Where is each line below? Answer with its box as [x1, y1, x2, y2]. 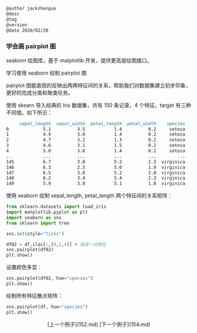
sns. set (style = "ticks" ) [6, 231, 65, 237]
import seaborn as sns [6, 214, 62, 220]
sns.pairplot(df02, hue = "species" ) [6, 275, 94, 281]
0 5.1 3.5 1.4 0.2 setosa [6, 126, 185, 132]
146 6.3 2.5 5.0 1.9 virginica [6, 164, 185, 170]
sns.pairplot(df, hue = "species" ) [6, 304, 88, 310]
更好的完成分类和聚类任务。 [6, 89, 74, 96]
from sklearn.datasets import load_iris [6, 204, 107, 210]
